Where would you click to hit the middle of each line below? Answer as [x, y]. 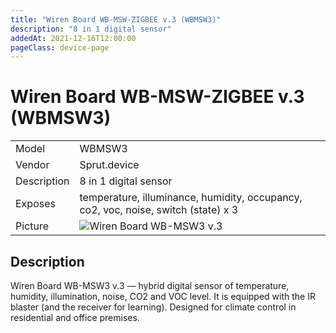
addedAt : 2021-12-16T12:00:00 [73, 38]
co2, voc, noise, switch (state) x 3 [159, 210]
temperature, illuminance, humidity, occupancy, [191, 198]
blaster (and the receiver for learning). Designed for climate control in [153, 307]
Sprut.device [109, 165]
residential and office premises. [75, 317]
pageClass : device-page [60, 47]
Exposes [35, 204]
